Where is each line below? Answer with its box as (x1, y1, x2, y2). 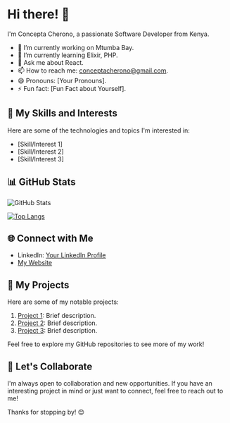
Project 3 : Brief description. (17, 326, 98, 335)
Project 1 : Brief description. (17, 312, 96, 320)
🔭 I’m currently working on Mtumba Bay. (17, 43, 134, 51)
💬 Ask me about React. (17, 58, 84, 66)
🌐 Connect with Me (7, 232, 94, 244)
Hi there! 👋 (7, 6, 70, 23)
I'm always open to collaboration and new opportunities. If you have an (7, 379, 213, 387)
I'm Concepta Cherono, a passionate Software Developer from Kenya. (7, 30, 210, 38)
